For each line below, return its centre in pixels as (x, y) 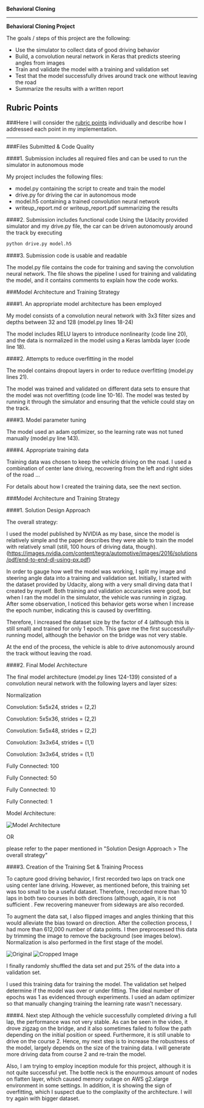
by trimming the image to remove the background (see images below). (94, 936)
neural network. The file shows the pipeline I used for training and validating (101, 273)
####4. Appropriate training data (48, 450)
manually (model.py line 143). (43, 438)
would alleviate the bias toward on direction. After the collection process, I (99, 923)
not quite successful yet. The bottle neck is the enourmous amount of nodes (102, 1072)
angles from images (40, 63)
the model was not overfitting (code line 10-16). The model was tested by (98, 395)
